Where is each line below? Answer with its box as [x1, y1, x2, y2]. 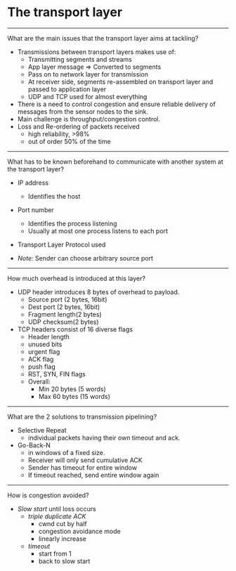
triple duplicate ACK [27, 512, 86, 520]
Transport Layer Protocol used [17, 240, 106, 249]
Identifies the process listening [27, 219, 117, 228]
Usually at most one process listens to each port [27, 226, 169, 235]
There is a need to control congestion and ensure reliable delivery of [17, 100, 216, 108]
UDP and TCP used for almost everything [27, 92, 147, 100]
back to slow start [38, 556, 91, 565]
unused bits [27, 340, 63, 348]
